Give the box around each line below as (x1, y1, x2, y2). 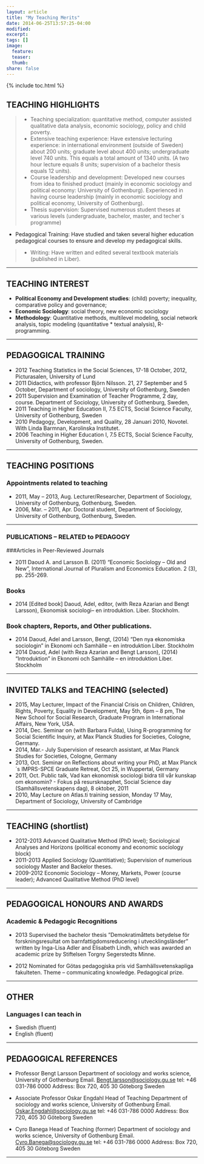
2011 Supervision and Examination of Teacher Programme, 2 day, (15, 392, 178, 400)
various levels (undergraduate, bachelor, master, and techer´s (30, 213, 185, 220)
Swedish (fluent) (15, 1024, 56, 1031)
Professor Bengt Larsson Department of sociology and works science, (15, 1070, 191, 1077)
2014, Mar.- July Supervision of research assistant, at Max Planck (15, 746, 180, 754)
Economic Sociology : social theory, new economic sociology (15, 308, 169, 315)
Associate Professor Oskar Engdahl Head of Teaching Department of (15, 1094, 188, 1102)
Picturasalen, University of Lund (15, 373, 96, 380)
